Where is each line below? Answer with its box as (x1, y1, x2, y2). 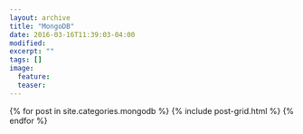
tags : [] (9, 55, 43, 64)
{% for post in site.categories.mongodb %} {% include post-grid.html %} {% (9, 105, 295, 116)
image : (9, 64, 34, 73)
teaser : (17, 81, 47, 90)
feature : (17, 72, 51, 81)
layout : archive (9, 13, 71, 23)
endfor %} (9, 115, 48, 126)
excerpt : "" (9, 47, 54, 56)
